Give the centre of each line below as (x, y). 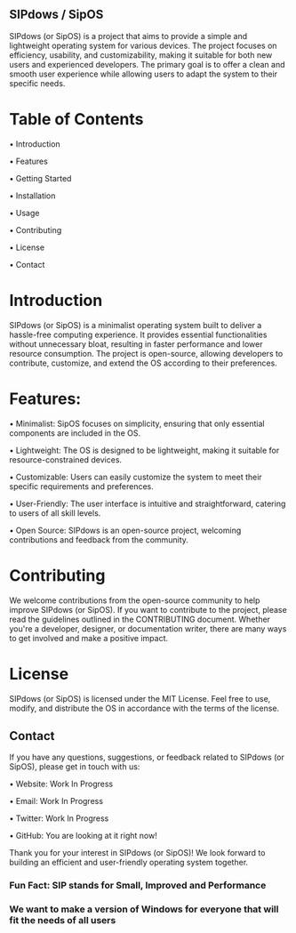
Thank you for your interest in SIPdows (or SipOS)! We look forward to (137, 853)
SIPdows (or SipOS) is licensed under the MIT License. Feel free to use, (140, 698)
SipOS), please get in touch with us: (75, 767)
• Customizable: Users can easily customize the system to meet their (136, 477)
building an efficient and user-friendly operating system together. (129, 863)
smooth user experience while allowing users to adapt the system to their (144, 74)
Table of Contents (76, 119)
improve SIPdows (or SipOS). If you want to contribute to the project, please (148, 609)
